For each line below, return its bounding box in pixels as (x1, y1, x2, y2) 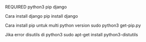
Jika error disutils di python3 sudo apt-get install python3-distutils (5, 32, 138, 37)
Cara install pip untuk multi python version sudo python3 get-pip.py (5, 22, 141, 28)
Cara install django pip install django (5, 13, 78, 19)
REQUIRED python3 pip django (5, 4, 67, 10)
